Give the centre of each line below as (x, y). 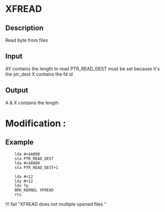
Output (17, 90)
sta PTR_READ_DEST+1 (36, 167)
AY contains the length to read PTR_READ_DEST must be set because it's (82, 69)
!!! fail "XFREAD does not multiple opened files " (56, 204)
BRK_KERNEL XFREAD (34, 190)
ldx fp (22, 185)
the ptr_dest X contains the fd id (39, 74)
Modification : (36, 123)
